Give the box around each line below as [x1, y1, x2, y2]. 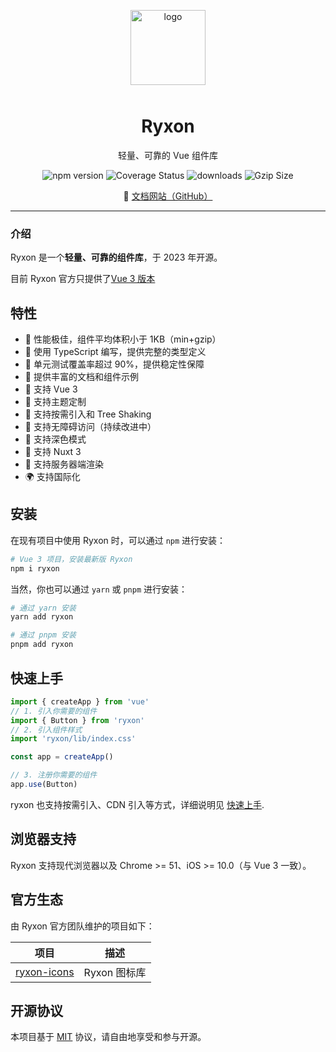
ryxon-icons [15, 965, 75, 979]
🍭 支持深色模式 [24, 433, 87, 445]
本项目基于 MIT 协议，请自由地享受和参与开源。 [10, 1031, 207, 1043]
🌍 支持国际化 [24, 471, 81, 483]
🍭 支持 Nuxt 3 [24, 446, 82, 458]
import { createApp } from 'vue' [10, 696, 150, 707]
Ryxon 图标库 [83, 965, 147, 979]
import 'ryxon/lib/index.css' [10, 734, 137, 744]
